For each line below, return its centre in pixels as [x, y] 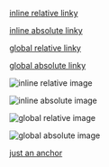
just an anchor [36, 153]
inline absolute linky [46, 30]
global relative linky [45, 48]
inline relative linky [44, 13]
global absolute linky [48, 65]
